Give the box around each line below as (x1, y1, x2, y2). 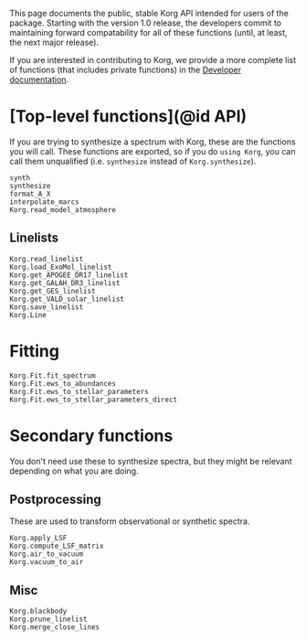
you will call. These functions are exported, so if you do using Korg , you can (9, 145, 296, 156)
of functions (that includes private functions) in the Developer (9, 64, 242, 75)
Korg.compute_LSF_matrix (9, 541, 104, 551)
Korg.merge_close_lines (9, 623, 100, 632)
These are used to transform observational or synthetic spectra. (9, 516, 250, 527)
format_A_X (9, 189, 51, 198)
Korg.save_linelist (9, 302, 84, 312)
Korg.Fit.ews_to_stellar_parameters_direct (9, 395, 178, 404)
